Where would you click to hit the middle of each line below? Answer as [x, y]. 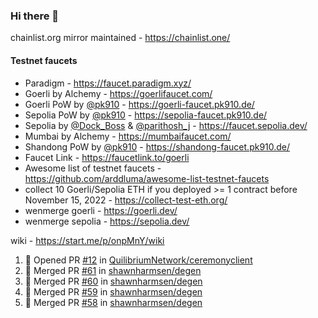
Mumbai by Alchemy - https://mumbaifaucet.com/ [128, 136]
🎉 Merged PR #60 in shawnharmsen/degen [113, 281]
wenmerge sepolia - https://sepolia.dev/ [107, 221]
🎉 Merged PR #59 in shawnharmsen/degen [113, 291]
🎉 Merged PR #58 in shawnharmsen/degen [113, 302]
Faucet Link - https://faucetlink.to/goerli [107, 157]
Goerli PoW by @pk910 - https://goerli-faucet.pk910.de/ [139, 104]
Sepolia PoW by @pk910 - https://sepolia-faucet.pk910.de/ [146, 115]
